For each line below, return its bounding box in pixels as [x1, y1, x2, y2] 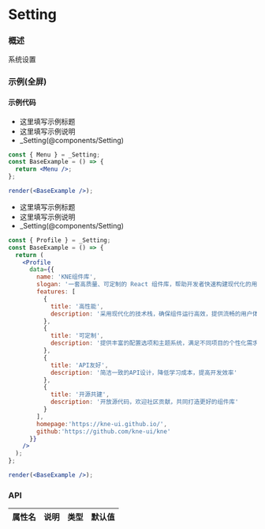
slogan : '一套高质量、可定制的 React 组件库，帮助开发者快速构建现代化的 [36, 281, 252, 289]
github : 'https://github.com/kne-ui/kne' [36, 427, 171, 436]
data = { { [28, 266, 55, 274]
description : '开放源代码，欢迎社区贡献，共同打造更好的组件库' [50, 398, 239, 406]
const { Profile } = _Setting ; [8, 236, 111, 244]
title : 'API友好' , [50, 361, 109, 369]
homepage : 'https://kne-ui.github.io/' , [36, 420, 168, 428]
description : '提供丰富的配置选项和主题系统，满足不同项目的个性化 [50, 339, 247, 347]
